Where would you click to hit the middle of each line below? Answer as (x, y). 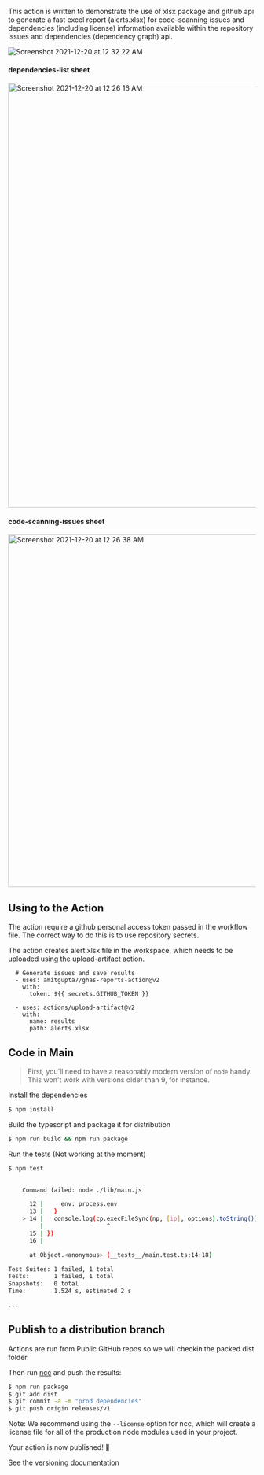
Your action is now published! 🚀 (59, 1447)
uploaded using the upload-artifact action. (77, 959)
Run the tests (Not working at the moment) (77, 1154)
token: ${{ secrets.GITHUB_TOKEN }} (89, 994)
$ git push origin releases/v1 (59, 1409)
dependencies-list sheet (49, 69)
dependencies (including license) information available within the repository (131, 28)
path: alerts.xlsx (59, 1029)
